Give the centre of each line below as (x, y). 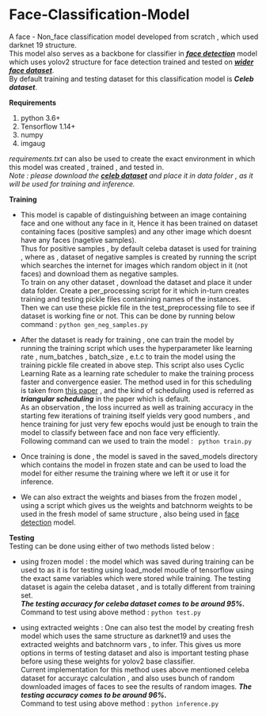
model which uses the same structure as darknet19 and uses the (126, 636)
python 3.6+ (40, 117)
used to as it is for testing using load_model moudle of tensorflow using (137, 570)
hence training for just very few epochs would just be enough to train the (139, 424)
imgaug (33, 143)
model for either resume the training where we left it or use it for (125, 473)
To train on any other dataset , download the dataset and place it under (136, 282)
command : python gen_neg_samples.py (84, 324)
